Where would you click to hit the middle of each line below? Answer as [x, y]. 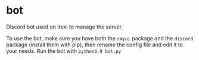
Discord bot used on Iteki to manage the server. [65, 27]
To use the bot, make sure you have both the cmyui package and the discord [100, 38]
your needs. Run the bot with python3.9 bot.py [64, 50]
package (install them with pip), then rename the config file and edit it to [95, 45]
